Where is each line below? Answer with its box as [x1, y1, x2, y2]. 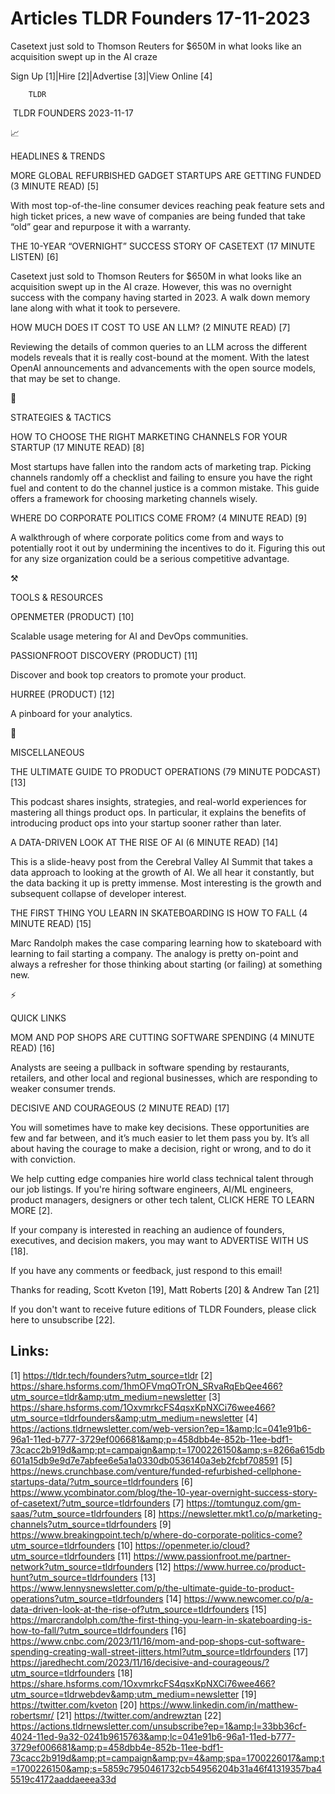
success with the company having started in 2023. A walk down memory [10, 291, 311, 303]
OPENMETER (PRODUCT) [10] [10, 610, 135, 622]
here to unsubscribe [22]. [10, 1313, 116, 1326]
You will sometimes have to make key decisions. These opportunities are [10, 1121, 310, 1133]
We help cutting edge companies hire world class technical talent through [10, 1172, 314, 1184]
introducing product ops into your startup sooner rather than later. [10, 817, 282, 829]
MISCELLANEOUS [10, 746, 85, 758]
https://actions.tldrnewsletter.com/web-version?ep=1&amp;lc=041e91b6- [10, 1422, 312, 1434]
